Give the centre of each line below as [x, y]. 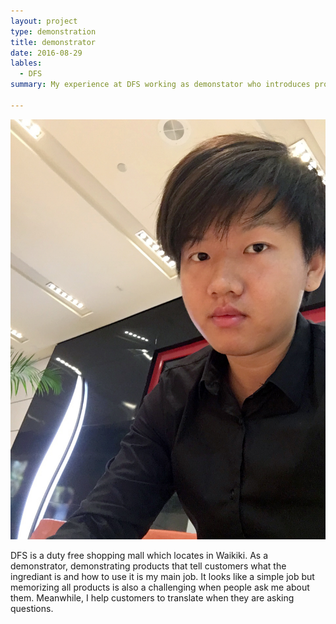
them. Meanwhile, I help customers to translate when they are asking [152, 597]
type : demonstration [53, 31]
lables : [26, 63]
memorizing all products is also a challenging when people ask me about [160, 587]
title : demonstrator [53, 42]
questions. [32, 608]
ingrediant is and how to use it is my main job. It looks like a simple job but [162, 576]
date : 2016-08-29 [46, 53]
